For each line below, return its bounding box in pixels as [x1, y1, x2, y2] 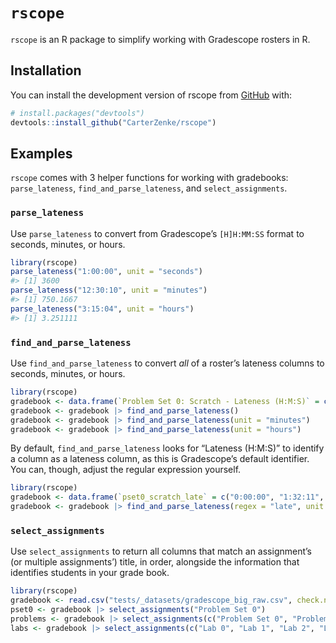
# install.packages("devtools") [10, 108, 145, 118]
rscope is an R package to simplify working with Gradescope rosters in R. [10, 33, 311, 45]
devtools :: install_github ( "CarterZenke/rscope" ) [10, 117, 217, 128]
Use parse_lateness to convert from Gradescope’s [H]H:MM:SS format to [10, 227, 305, 239]
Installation [10, 62, 82, 79]
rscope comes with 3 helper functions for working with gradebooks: [10, 172, 289, 184]
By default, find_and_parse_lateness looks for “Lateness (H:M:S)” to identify [10, 442, 325, 454]
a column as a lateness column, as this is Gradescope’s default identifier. [10, 453, 310, 465]
